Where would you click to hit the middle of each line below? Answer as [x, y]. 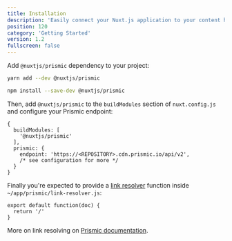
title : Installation [37, 14]
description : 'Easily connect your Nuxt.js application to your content [114, 20]
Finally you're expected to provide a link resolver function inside [98, 185]
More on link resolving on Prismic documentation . [78, 230]
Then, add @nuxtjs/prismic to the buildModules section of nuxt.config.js [112, 104]
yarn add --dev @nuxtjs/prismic [54, 78]
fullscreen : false [33, 46]
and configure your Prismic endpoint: [60, 111]
